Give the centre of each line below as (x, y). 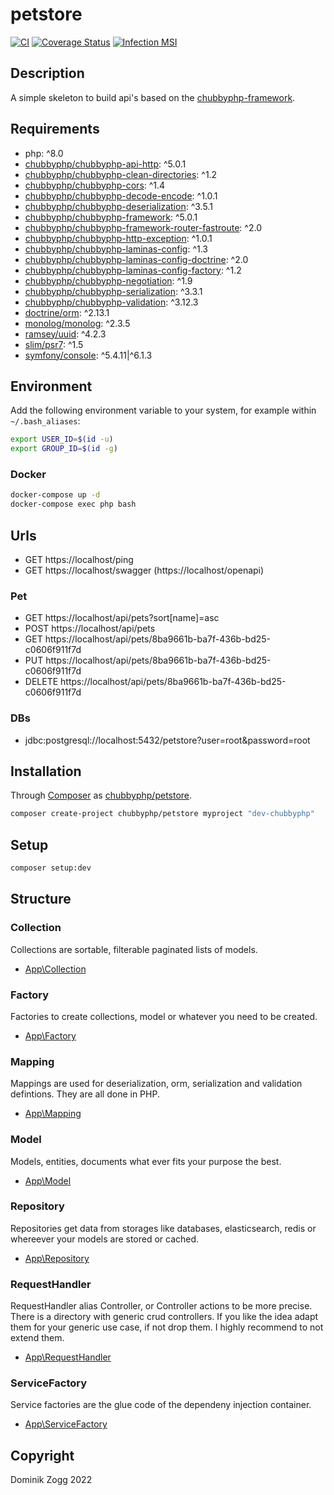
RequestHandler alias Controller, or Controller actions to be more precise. (161, 1306)
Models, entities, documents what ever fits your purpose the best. (146, 1161)
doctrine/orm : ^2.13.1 (67, 312)
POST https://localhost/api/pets (90, 629)
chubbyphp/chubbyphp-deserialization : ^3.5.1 (118, 206)
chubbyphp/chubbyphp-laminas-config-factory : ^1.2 (133, 270)
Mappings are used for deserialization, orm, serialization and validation (156, 1084)
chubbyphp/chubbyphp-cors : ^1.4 (95, 185)
